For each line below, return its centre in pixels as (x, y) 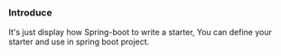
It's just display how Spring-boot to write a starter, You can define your (140, 33)
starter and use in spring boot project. (79, 42)
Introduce (30, 13)
